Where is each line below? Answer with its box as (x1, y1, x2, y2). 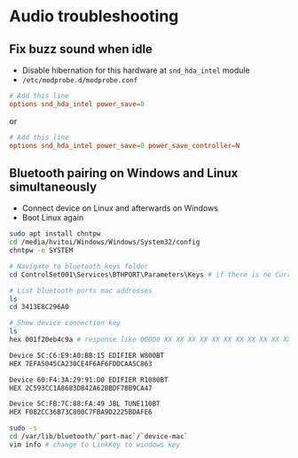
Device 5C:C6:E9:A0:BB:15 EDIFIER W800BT (9, 351, 165, 360)
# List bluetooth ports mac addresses (9, 286, 153, 295)
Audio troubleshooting (9, 6, 179, 27)
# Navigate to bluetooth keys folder (9, 261, 149, 271)
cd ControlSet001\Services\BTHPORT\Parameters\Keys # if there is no (9, 270, 272, 279)
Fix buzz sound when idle (9, 42, 153, 57)
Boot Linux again (21, 213, 84, 223)
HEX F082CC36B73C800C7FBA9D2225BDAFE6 (9, 408, 153, 417)
